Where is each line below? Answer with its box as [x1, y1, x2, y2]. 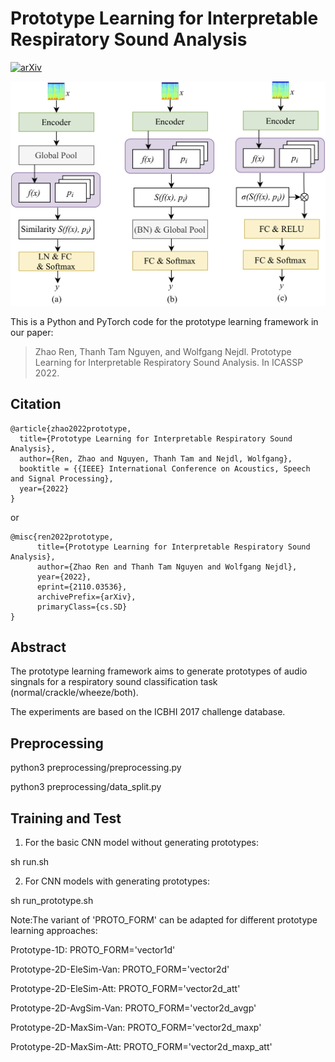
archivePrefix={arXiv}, [36, 592, 137, 602]
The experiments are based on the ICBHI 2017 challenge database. [10, 706, 286, 718]
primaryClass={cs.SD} [36, 602, 128, 612]
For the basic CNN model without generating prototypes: [24, 836, 260, 848]
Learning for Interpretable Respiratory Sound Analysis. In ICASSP [34, 356, 304, 368]
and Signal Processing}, [10, 473, 114, 484]
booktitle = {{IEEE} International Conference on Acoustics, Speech [19, 463, 311, 474]
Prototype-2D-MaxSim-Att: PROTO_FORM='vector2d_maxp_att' [10, 1040, 273, 1052]
